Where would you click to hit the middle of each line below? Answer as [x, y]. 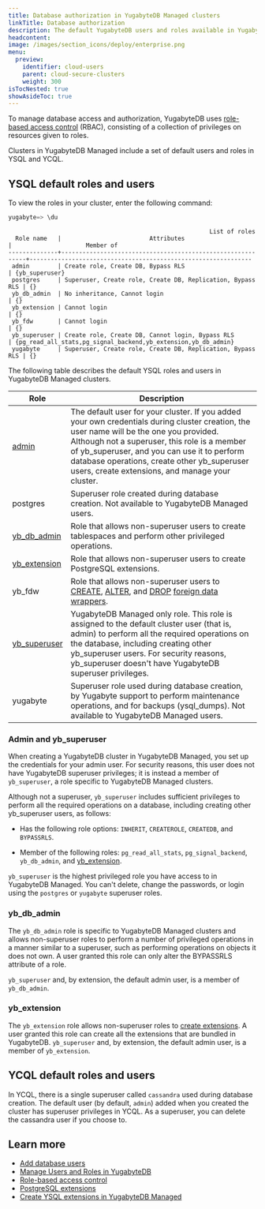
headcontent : [30, 37]
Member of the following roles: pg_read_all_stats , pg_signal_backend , [133, 852]
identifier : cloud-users [63, 67]
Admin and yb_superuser [58, 739]
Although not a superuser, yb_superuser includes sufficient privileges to [124, 797]
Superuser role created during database [145, 493]
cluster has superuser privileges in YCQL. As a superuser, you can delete [127, 1111]
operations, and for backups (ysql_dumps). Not [158, 706]
